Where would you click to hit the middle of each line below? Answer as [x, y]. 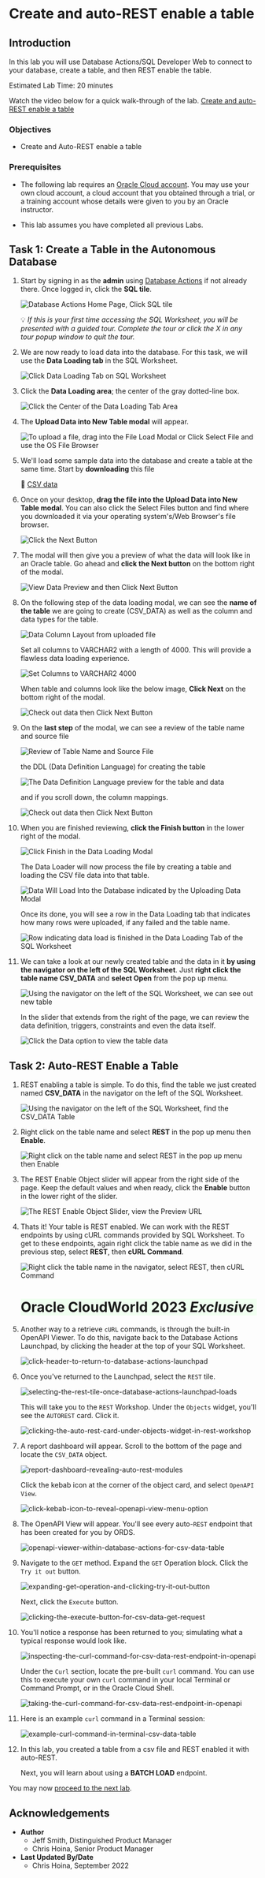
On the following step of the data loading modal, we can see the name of [138, 603]
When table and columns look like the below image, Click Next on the [133, 689]
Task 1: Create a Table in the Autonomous [112, 249]
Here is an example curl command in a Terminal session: [112, 1719]
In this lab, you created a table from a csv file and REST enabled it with [135, 1749]
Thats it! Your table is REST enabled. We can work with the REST [125, 1226]
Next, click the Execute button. [69, 1602]
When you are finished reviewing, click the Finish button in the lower [132, 828]
